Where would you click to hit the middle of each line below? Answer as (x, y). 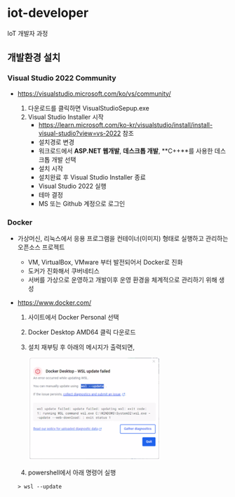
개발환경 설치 (34, 58)
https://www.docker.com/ (54, 302)
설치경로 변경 (56, 141)
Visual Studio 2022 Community (62, 78)
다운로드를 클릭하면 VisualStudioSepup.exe (88, 108)
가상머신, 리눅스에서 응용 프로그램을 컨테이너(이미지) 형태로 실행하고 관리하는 (123, 238)
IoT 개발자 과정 (28, 33)
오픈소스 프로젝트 (41, 247)
